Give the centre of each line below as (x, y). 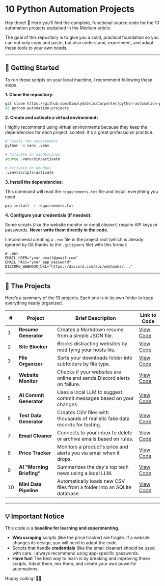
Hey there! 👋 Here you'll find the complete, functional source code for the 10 (82, 23)
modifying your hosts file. (86, 350)
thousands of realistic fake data (94, 419)
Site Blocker (33, 347)
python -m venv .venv (27, 146)
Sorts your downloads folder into (95, 358)
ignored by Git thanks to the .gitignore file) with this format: (66, 245)
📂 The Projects (28, 286)
